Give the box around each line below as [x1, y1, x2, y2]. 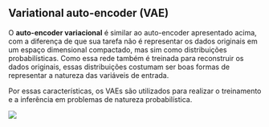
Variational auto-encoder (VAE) [8, 6, 169, 20]
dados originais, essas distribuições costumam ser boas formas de [8, 62, 230, 72]
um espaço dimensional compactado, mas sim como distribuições [8, 44, 227, 55]
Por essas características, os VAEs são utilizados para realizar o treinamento [8, 86, 262, 96]
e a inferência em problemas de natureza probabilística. [8, 94, 193, 104]
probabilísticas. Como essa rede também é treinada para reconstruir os [8, 53, 244, 63]
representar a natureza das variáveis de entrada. [8, 70, 169, 80]
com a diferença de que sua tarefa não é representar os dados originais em [8, 36, 259, 46]
